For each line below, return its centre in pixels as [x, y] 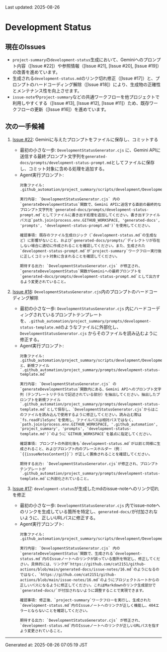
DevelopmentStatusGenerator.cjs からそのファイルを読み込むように [89, 333]
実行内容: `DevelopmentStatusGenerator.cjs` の [68, 384]
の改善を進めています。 [36, 72]
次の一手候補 [25, 126]
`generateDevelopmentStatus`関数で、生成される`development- [81, 554]
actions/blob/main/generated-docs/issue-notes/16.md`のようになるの [89, 569]
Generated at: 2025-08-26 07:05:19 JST [46, 645]
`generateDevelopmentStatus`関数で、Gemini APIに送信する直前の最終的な [90, 204]
